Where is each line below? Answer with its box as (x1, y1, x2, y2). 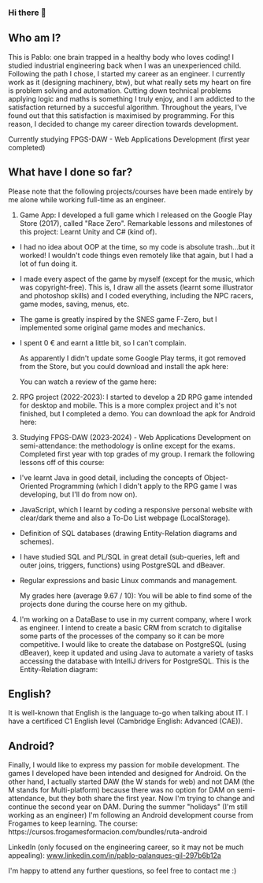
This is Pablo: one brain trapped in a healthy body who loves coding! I (8, 52, 235, 61)
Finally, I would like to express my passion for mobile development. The (8, 760, 240, 770)
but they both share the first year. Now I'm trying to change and (48, 794, 255, 804)
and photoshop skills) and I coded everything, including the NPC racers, (19, 290, 254, 300)
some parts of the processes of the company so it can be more (19, 631, 224, 641)
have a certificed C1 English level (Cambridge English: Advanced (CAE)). (8, 716, 243, 726)
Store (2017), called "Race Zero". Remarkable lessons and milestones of (19, 218, 254, 227)
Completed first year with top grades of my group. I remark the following (19, 449, 255, 459)
